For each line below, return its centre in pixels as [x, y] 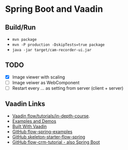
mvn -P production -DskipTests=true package [58, 45]
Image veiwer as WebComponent [46, 82]
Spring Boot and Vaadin [54, 9]
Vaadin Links [25, 104]
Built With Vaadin [29, 126]
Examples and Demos [34, 121]
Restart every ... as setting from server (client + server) [68, 88]
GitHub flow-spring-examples [42, 131]
